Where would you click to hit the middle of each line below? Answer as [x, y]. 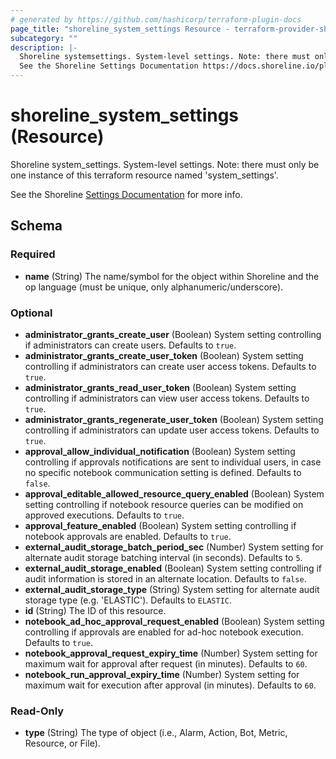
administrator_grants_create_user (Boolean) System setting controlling [173, 334]
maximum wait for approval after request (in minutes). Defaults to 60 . [166, 663]
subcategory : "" [44, 38]
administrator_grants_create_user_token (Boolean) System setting [164, 355]
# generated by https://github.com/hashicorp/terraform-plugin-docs [156, 19]
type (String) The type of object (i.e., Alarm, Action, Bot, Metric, [156, 733]
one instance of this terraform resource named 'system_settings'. [144, 175]
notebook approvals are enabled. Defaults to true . [128, 536]
